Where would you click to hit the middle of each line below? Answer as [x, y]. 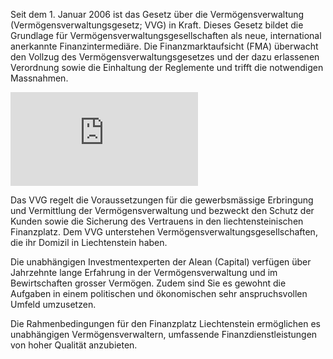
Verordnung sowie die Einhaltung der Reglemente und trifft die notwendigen [167, 67]
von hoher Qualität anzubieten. [74, 345]
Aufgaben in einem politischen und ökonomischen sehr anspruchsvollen [159, 293]
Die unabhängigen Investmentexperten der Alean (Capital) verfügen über [161, 262]
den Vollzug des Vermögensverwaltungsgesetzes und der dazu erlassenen [165, 57]
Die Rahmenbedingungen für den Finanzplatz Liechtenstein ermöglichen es [166, 323]
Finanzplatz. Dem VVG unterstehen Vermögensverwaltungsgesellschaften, [164, 232]
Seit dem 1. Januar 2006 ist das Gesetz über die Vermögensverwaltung [157, 14]
